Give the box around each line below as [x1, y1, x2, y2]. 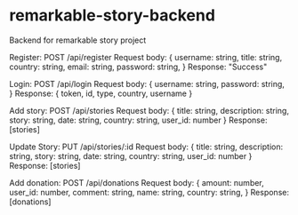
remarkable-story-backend [9, 5, 216, 26]
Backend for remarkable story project [9, 35, 147, 45]
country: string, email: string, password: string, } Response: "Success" [9, 61, 268, 72]
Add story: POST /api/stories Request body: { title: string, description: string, [9, 105, 289, 115]
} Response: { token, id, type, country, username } [9, 88, 193, 99]
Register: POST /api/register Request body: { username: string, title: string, [9, 52, 283, 62]
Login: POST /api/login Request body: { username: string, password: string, [9, 78, 285, 89]
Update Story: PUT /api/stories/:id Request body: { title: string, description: [9, 141, 283, 152]
